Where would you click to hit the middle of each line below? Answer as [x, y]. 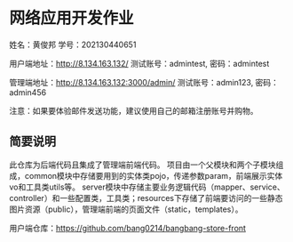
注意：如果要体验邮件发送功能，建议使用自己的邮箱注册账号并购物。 [134, 110]
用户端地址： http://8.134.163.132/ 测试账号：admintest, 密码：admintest [139, 63]
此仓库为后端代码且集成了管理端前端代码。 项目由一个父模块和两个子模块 [143, 165]
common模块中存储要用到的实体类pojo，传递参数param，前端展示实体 [154, 175]
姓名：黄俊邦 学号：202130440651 [73, 44]
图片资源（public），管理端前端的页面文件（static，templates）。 [126, 209]
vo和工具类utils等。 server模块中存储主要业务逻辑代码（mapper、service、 [147, 187]
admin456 [28, 92]
